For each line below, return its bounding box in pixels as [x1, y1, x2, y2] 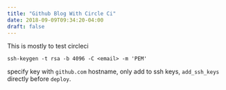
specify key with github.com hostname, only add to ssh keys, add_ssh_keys [7, 67, 220, 76]
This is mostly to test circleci [7, 42, 89, 51]
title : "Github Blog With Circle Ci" [7, 10, 116, 17]
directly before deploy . [7, 75, 71, 83]
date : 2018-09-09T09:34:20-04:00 [7, 17, 104, 24]
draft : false [7, 23, 45, 30]
